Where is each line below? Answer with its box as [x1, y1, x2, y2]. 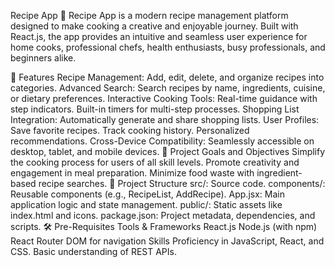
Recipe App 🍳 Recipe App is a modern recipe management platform [10, 10, 289, 21]
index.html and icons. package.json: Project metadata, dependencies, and [10, 210, 316, 221]
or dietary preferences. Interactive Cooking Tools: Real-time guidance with [10, 93, 318, 104]
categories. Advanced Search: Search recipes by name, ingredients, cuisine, [10, 82, 326, 94]
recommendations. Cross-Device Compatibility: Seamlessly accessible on [10, 135, 315, 147]
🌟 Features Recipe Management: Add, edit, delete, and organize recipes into [10, 71, 325, 83]
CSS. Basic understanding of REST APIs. [10, 246, 177, 257]
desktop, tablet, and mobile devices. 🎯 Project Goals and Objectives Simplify [10, 146, 326, 157]
